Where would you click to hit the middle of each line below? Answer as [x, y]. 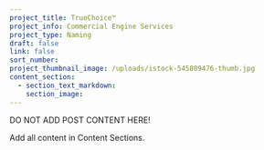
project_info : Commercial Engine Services [91, 26]
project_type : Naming [51, 35]
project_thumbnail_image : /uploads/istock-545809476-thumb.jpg [132, 69]
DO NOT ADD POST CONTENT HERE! [80, 120]
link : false [32, 52]
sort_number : [34, 60]
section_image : [55, 94]
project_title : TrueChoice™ [63, 18]
